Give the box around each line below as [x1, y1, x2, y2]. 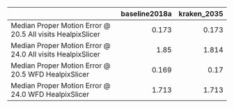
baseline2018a [120, 9, 172, 18]
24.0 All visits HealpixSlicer [10, 49, 100, 59]
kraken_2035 [178, 9, 224, 18]
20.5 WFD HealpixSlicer [10, 70, 89, 79]
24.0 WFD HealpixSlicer [10, 90, 89, 99]
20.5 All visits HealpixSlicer [10, 29, 100, 39]
